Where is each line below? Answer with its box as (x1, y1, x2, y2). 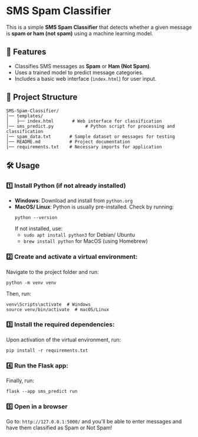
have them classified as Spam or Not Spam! (6, 424, 113, 431)
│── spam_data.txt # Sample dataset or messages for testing (6, 134, 176, 140)
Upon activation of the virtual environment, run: (6, 336, 121, 343)
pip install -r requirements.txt (6, 347, 88, 353)
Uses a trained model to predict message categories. (14, 69, 144, 76)
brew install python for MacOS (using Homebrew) (23, 237, 148, 245)
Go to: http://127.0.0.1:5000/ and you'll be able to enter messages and (6, 418, 182, 425)
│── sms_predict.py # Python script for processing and (6, 123, 176, 129)
